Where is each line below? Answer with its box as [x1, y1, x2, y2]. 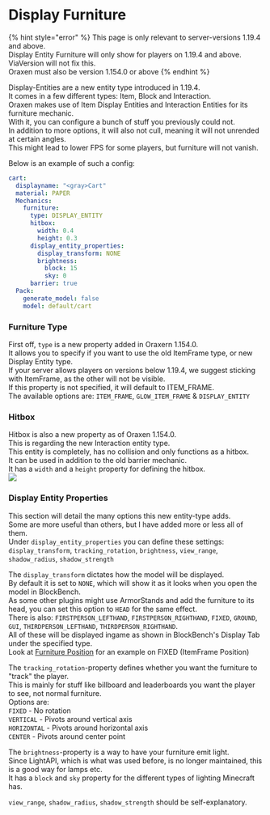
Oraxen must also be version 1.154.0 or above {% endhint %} [8, 66, 210, 76]
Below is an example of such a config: [8, 158, 135, 168]
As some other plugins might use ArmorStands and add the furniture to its [8, 595, 255, 605]
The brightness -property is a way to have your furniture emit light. [8, 747, 230, 757]
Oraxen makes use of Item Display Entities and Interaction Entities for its [8, 100, 248, 109]
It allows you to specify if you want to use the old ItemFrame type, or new [8, 348, 253, 358]
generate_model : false [23, 294, 99, 303]
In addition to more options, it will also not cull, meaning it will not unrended [8, 125, 260, 135]
